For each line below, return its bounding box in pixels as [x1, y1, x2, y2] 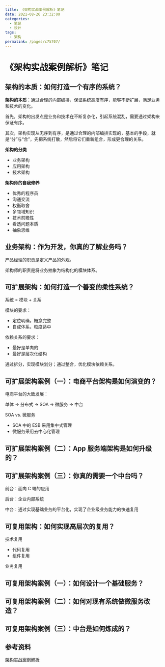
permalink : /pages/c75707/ [5, 39, 60, 44]
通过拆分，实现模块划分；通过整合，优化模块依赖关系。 [5, 361, 117, 367]
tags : [5, 30, 16, 35]
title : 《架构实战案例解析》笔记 [5, 7, 65, 12]
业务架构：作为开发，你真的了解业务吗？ [5, 243, 128, 251]
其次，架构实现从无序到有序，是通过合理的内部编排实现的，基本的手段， [5, 130, 151, 136]
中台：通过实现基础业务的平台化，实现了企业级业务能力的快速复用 [5, 506, 138, 512]
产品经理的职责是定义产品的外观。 [5, 256, 74, 263]
